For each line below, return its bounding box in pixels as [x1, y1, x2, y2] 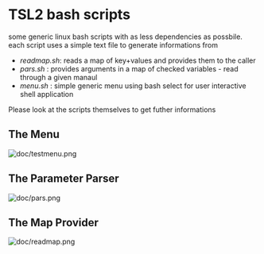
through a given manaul [19, 72, 98, 82]
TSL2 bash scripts [8, 6, 131, 24]
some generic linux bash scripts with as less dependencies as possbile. [8, 32, 243, 41]
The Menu [8, 128, 60, 141]
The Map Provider [8, 216, 99, 229]
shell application [19, 89, 74, 98]
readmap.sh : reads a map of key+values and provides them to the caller [19, 56, 256, 65]
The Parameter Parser [8, 172, 119, 186]
